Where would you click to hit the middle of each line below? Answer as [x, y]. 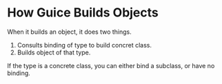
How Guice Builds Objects [83, 13]
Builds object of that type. [54, 52]
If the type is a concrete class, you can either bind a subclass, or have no [111, 65]
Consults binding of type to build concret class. [84, 45]
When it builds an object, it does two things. [70, 32]
